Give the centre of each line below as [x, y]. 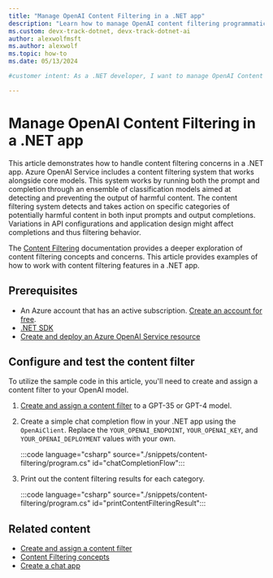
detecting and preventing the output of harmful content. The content [123, 198]
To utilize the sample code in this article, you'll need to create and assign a [133, 381]
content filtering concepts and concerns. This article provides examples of [133, 256]
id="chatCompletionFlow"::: [139, 463]
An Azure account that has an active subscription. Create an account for [141, 311]
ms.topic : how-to [38, 54]
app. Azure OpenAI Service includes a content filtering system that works [131, 172]
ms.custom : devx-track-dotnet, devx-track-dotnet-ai [100, 31]
